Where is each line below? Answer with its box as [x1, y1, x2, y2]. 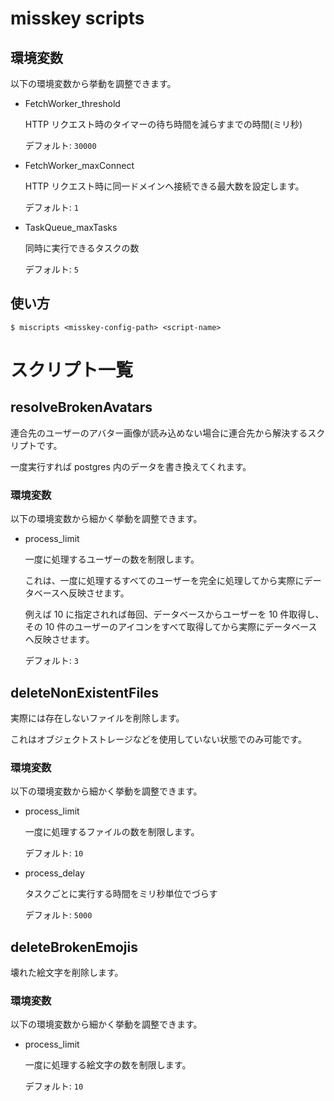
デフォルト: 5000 [24, 909, 93, 921]
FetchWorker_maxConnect [24, 160, 135, 171]
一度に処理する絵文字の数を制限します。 [24, 1059, 192, 1071]
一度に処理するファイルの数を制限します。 [24, 826, 200, 838]
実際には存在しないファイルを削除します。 [10, 712, 185, 724]
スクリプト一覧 [10, 359, 134, 381]
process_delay [24, 867, 85, 879]
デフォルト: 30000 [24, 140, 97, 151]
